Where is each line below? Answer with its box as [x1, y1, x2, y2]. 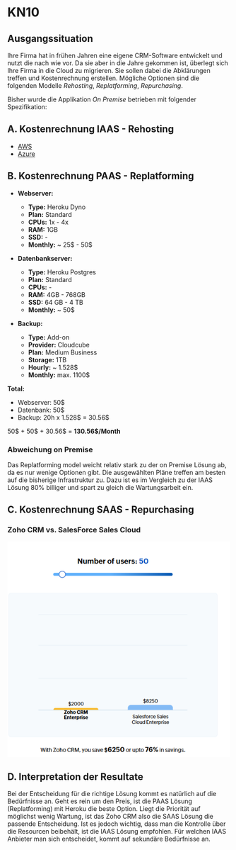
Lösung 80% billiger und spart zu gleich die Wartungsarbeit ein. [7, 483, 194, 491]
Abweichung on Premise [7, 444, 93, 454]
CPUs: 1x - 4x [28, 218, 69, 226]
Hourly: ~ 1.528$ [28, 363, 78, 371]
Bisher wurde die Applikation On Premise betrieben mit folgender [7, 95, 196, 104]
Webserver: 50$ [17, 398, 65, 406]
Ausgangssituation [7, 33, 93, 45]
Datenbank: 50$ [17, 406, 65, 414]
